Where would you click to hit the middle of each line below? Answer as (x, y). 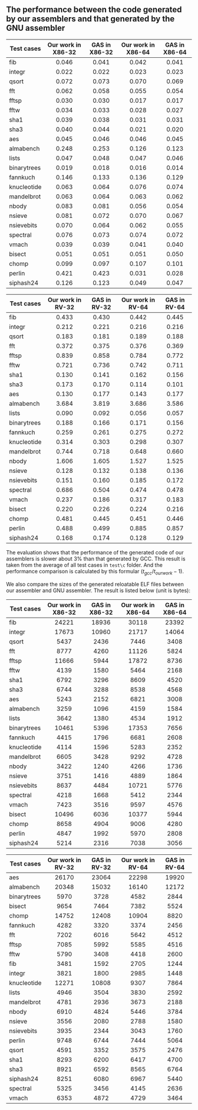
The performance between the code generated (94, 10)
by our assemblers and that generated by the (90, 19)
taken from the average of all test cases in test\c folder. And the (85, 565)
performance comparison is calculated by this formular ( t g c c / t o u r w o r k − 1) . (95, 572)
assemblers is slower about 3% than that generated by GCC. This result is (96, 559)
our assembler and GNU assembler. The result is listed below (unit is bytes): (98, 590)
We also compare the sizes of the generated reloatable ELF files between (95, 584)
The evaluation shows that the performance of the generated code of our (95, 552)
